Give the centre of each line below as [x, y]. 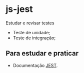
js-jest [19, 9]
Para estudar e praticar [42, 53]
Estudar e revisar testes [30, 23]
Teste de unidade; [31, 32]
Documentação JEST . [35, 65]
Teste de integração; [34, 38]
